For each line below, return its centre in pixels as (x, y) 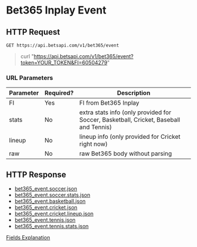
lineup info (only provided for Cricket (130, 137)
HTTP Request (33, 32)
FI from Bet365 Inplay (109, 103)
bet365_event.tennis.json (45, 220)
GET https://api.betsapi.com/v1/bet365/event (62, 45)
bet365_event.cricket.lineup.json (54, 214)
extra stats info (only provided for (125, 112)
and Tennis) (96, 127)
